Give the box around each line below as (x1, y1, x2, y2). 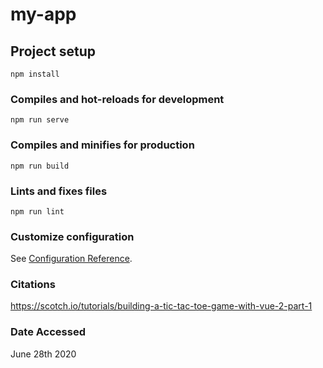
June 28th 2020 (10, 348, 77, 360)
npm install (10, 69, 60, 79)
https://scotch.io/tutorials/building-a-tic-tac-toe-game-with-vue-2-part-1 (10, 300, 313, 312)
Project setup (10, 43, 97, 60)
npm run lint (10, 206, 65, 217)
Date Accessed (10, 325, 86, 339)
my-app (10, 3, 77, 26)
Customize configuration (10, 229, 135, 243)
